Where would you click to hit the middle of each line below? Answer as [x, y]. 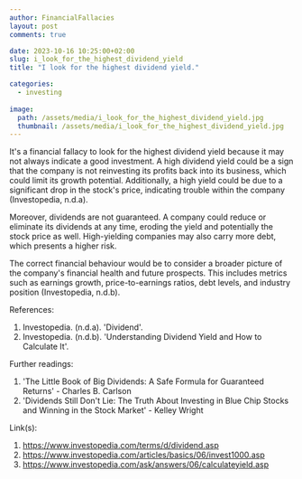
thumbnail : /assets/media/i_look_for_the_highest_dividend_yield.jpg [151, 126]
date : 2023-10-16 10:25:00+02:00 [72, 51]
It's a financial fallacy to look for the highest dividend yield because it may [147, 152]
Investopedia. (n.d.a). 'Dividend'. [82, 327]
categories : [32, 84]
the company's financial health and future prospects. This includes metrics [148, 273]
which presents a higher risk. [63, 246]
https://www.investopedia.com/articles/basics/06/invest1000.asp [143, 455]
